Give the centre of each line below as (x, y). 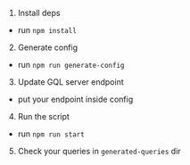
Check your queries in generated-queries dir (99, 151)
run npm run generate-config (71, 65)
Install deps (39, 13)
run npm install (47, 30)
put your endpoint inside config (75, 99)
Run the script (43, 116)
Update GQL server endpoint (70, 82)
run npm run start (51, 134)
